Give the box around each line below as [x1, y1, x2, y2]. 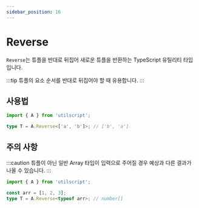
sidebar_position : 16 [6, 9, 61, 15]
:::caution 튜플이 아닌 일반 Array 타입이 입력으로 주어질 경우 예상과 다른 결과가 [6, 159, 192, 166]
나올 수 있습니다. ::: [6, 167, 52, 174]
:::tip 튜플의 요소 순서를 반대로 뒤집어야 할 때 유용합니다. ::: [6, 77, 144, 84]
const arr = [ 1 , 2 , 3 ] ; [6, 190, 67, 196]
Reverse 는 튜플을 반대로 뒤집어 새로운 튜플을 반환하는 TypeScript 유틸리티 [6, 56, 182, 63]
